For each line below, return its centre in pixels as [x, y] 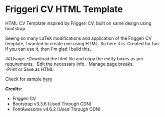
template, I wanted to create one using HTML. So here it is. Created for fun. [83, 43]
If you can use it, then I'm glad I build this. [48, 49]
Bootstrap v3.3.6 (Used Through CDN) [52, 103]
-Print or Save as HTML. [30, 69]
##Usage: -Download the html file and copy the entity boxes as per [74, 58]
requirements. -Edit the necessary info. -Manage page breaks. [69, 64]
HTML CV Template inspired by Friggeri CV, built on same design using [78, 23]
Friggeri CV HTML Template [64, 9]
